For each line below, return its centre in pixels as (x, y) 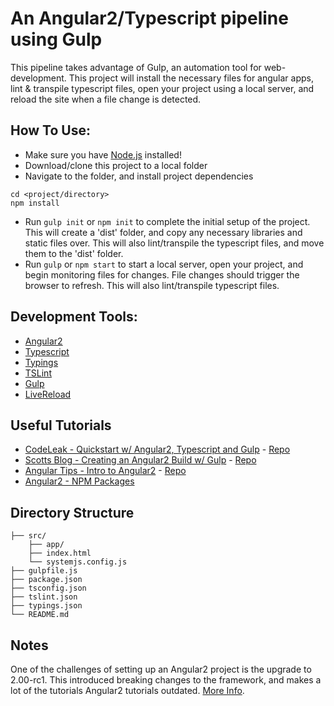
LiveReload (48, 394)
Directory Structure (72, 512)
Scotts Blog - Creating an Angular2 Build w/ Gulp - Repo (140, 460)
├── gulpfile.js (44, 571)
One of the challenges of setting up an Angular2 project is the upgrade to (161, 669)
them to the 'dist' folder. (74, 253)
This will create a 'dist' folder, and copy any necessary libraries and (163, 232)
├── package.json (46, 580)
